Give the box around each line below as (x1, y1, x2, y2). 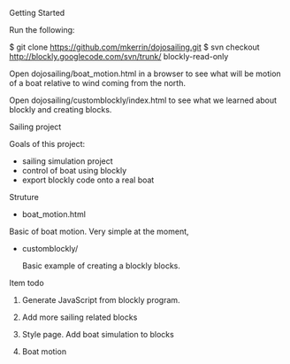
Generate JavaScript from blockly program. (21, 295, 180, 305)
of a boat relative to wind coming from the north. (9, 78, 186, 88)
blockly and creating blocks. (9, 105, 112, 114)
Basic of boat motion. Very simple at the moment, (9, 226, 189, 236)
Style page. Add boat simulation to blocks (21, 329, 174, 339)
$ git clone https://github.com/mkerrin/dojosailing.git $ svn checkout (9, 42, 260, 52)
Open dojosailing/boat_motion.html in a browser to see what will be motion (9, 68, 281, 79)
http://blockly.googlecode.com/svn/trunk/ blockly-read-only (9, 51, 229, 61)
